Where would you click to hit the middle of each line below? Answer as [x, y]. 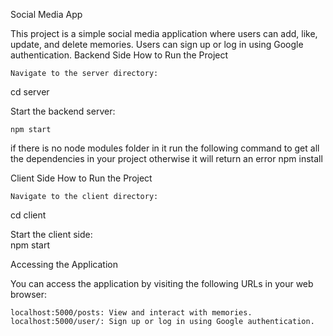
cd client [28, 215]
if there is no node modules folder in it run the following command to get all [165, 148]
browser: [29, 294]
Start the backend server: [63, 111]
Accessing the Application [64, 264]
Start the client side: [51, 234]
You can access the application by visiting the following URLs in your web [162, 283]
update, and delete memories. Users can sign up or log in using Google [157, 44]
